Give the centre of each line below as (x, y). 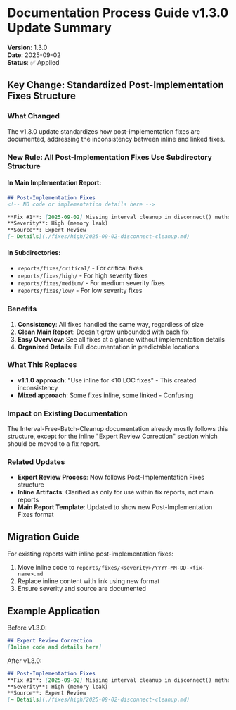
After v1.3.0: (25, 661)
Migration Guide (43, 537)
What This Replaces (42, 365)
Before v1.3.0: (27, 628)
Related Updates (36, 462)
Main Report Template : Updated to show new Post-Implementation (115, 507)
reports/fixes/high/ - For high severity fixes (83, 275)
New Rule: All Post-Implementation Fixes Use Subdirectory (110, 157)
